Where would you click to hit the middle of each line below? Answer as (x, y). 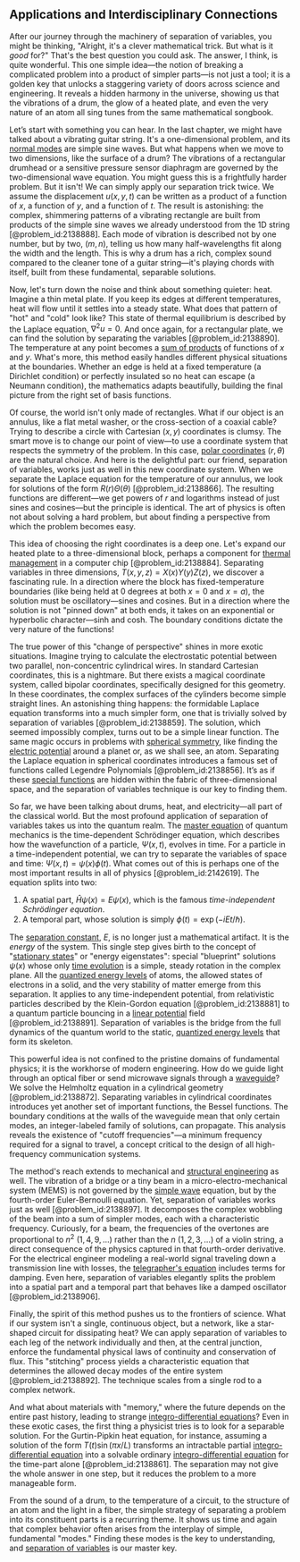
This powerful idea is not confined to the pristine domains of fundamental (144, 1060)
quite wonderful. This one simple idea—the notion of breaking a (126, 64)
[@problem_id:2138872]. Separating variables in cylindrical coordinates (141, 1097)
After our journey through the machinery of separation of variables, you (141, 36)
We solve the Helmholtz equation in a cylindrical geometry (117, 1088)
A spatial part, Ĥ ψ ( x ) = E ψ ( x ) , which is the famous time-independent (148, 900)
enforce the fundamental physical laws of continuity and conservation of (143, 1352)
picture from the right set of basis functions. (90, 395)
